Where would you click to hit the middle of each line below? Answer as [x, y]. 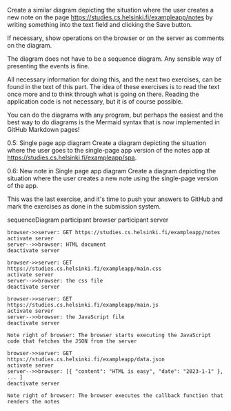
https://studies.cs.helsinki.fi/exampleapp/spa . [72, 157]
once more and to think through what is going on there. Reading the [103, 94]
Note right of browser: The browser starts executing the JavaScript [109, 335]
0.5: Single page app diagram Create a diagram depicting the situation [107, 143]
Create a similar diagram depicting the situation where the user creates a [110, 10]
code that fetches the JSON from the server [72, 341]
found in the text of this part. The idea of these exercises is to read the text [113, 87]
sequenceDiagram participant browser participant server [88, 220]
